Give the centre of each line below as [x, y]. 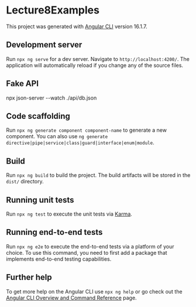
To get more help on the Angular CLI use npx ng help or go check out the [94, 291]
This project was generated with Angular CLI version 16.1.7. [77, 26]
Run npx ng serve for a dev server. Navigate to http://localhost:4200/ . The [98, 59]
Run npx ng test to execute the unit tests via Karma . [69, 214]
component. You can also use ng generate [57, 137]
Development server [44, 45]
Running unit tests [40, 200]
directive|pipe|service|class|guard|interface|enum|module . [80, 143]
